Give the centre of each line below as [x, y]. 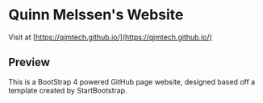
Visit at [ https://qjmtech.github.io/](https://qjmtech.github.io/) [110, 37]
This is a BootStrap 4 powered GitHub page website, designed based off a [132, 81]
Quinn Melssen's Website [96, 15]
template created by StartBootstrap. [68, 90]
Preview [29, 62]
